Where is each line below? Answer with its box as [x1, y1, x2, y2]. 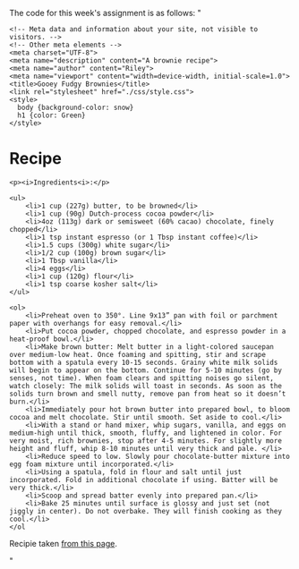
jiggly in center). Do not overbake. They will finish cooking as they [9, 506, 282, 515]
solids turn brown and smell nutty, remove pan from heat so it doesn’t [9, 389, 286, 398]
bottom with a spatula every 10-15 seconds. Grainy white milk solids [9, 358, 278, 367]
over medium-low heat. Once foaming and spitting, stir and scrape [9, 350, 267, 359]
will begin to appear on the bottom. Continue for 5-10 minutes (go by [9, 366, 282, 375]
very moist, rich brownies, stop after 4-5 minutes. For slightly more [9, 436, 282, 446]
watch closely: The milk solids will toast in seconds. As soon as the [9, 381, 282, 390]
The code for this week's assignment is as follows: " [9, 8, 201, 18]
